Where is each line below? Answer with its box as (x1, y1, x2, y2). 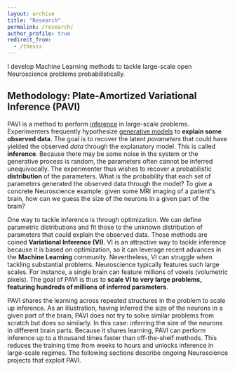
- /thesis (13, 43, 42, 50)
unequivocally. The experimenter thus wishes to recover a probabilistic (7, 164, 212, 173)
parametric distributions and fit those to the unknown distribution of (7, 223, 203, 231)
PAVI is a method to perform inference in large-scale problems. (7, 119, 189, 128)
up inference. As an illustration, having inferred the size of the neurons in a (7, 304, 223, 312)
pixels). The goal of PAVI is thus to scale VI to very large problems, (7, 275, 202, 283)
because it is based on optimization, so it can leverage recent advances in (7, 245, 222, 254)
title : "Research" (7, 17, 61, 24)
